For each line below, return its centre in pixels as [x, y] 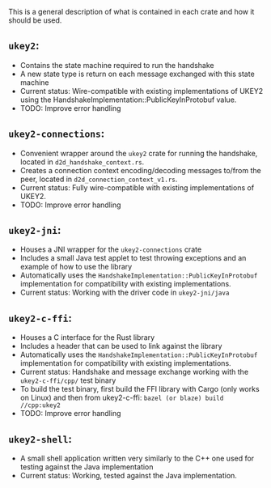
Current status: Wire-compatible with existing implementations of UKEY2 [142, 91]
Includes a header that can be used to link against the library [121, 346]
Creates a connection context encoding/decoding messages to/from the [140, 170]
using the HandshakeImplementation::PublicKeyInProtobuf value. [128, 100]
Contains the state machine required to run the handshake [117, 65]
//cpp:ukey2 [40, 405]
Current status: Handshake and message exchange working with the [134, 372]
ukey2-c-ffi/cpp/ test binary [68, 380]
